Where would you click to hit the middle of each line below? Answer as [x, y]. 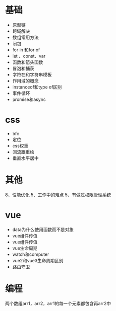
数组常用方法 [25, 37]
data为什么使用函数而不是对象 [43, 230]
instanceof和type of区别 [37, 87]
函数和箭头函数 [28, 62]
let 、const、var [29, 56]
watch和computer [31, 254]
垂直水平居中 [25, 158]
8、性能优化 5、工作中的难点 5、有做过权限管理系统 [58, 195]
